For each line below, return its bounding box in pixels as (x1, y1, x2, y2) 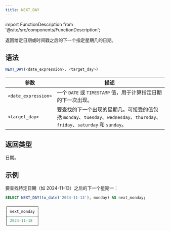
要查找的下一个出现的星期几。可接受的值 (57, 106, 153, 113)
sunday (106, 122, 122, 128)
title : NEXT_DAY (5, 7, 39, 13)
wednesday (107, 115, 131, 120)
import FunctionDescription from (5, 21, 73, 27)
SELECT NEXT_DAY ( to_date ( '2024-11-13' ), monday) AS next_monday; (5, 195, 146, 200)
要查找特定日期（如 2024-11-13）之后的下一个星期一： (5, 185, 119, 191)
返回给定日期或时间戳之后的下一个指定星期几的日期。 (5, 37, 116, 43)
